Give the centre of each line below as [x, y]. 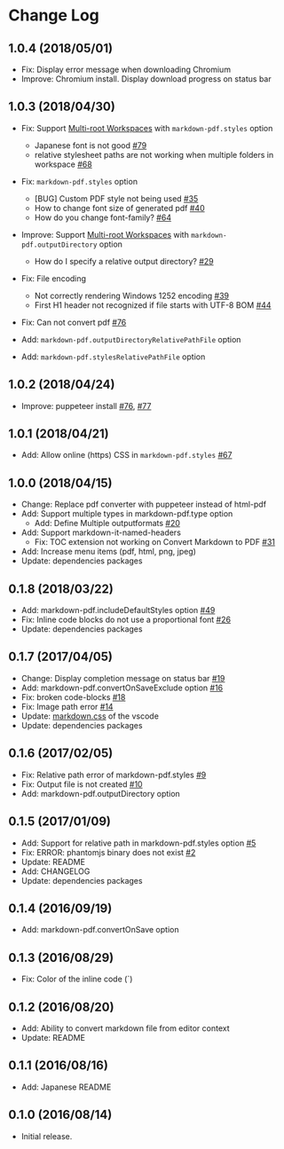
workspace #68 [63, 164]
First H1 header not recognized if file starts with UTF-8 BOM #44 [153, 305]
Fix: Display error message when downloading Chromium [126, 69]
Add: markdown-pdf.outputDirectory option [101, 793]
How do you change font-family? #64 [103, 217]
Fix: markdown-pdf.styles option [79, 181]
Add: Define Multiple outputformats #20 [107, 523]
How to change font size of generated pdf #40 [119, 208]
